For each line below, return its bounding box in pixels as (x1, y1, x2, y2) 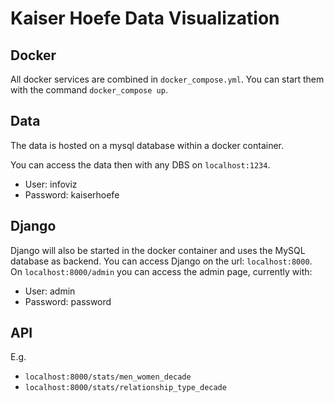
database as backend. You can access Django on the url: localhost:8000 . (10, 255, 313, 267)
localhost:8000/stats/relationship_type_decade (24, 383, 227, 393)
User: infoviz (24, 178, 78, 190)
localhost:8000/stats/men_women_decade (24, 372, 192, 382)
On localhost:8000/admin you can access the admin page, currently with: (10, 265, 313, 277)
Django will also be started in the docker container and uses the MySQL (10, 244, 306, 256)
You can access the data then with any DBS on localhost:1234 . (10, 158, 271, 171)
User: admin (24, 285, 76, 297)
